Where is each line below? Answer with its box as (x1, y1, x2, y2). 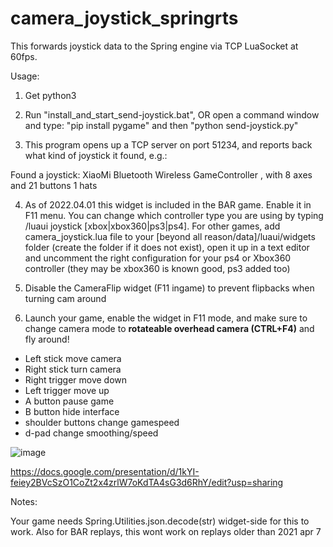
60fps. (10, 50, 38, 62)
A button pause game (24, 395, 115, 407)
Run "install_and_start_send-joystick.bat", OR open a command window (24, 108, 320, 121)
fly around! (24, 333, 70, 345)
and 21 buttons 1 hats (10, 179, 98, 191)
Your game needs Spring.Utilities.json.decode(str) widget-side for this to (10, 515, 310, 527)
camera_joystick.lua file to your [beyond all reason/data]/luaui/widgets (24, 230, 316, 242)
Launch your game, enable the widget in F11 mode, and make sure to (24, 312, 308, 324)
